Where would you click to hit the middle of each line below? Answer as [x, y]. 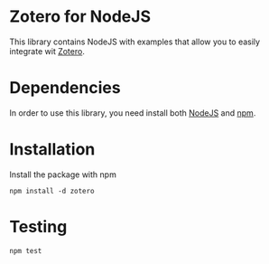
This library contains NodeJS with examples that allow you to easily [134, 42]
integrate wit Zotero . [47, 51]
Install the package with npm [63, 174]
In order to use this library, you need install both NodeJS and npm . [133, 113]
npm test [26, 250]
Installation [52, 150]
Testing [38, 227]
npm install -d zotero [52, 191]
